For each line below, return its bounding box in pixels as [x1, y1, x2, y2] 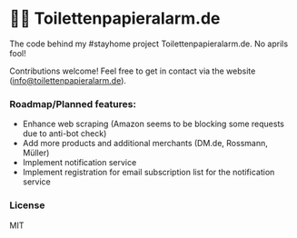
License [9, 199, 45, 212]
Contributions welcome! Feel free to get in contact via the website [9, 65, 256, 76]
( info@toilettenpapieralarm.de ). [9, 74, 127, 85]
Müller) [22, 147, 50, 158]
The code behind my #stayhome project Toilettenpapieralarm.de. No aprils [9, 38, 289, 49]
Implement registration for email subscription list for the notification [22, 167, 275, 178]
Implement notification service [22, 157, 137, 168]
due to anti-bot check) [22, 128, 107, 139]
